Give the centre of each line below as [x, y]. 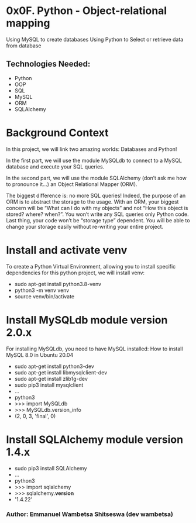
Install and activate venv [67, 250]
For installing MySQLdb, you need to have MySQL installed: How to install [94, 349]
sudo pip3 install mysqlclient [49, 385]
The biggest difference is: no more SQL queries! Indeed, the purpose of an [96, 195]
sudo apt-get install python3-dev [54, 366]
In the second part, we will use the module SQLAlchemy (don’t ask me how [97, 178]
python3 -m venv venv [42, 290]
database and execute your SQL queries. [55, 166]
